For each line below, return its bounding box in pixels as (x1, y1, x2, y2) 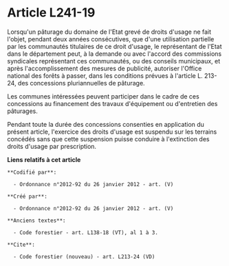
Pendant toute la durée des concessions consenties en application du (7, 120, 205, 128)
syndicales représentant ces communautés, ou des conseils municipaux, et (7, 57, 221, 65)
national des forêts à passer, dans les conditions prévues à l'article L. (7, 71, 203, 80)
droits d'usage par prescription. (7, 142, 97, 150)
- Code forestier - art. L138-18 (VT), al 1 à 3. (13, 229, 158, 236)
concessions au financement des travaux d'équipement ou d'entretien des (7, 99, 218, 108)
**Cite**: (7, 241, 36, 248)
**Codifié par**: (7, 169, 57, 176)
